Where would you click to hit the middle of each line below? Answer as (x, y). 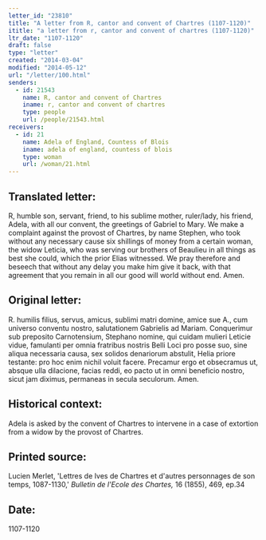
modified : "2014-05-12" (48, 68)
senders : (23, 82)
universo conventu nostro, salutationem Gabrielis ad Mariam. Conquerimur (131, 328)
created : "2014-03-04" (46, 61)
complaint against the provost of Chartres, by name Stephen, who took (125, 232)
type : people (44, 113)
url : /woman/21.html (57, 165)
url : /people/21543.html (64, 120)
